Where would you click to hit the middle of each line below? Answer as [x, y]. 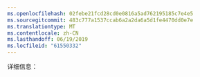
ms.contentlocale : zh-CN [43, 33]
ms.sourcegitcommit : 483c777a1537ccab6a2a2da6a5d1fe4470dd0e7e [100, 20]
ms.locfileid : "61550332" [44, 46]
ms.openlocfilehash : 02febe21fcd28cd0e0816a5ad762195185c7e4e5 [100, 14]
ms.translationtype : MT [42, 26]
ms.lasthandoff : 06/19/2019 [48, 40]
